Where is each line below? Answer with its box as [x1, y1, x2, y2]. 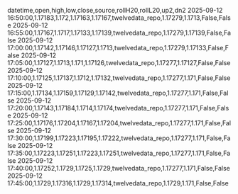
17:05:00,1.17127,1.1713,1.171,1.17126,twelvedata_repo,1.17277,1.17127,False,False [7, 59, 231, 67]
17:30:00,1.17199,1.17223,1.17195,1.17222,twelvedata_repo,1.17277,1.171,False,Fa [7, 134, 231, 142]
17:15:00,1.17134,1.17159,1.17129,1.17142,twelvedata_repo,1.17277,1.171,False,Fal [7, 89, 229, 97]
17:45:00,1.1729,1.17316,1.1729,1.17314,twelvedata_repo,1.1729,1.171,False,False [7, 179, 229, 187]
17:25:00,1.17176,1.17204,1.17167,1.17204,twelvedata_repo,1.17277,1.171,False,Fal [7, 119, 232, 127]
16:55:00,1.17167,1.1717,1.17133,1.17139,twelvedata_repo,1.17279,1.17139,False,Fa [7, 28, 232, 37]
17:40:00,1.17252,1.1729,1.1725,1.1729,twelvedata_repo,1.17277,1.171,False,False [7, 164, 231, 172]
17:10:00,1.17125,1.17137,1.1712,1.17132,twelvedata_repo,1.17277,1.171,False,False [7, 74, 231, 82]
